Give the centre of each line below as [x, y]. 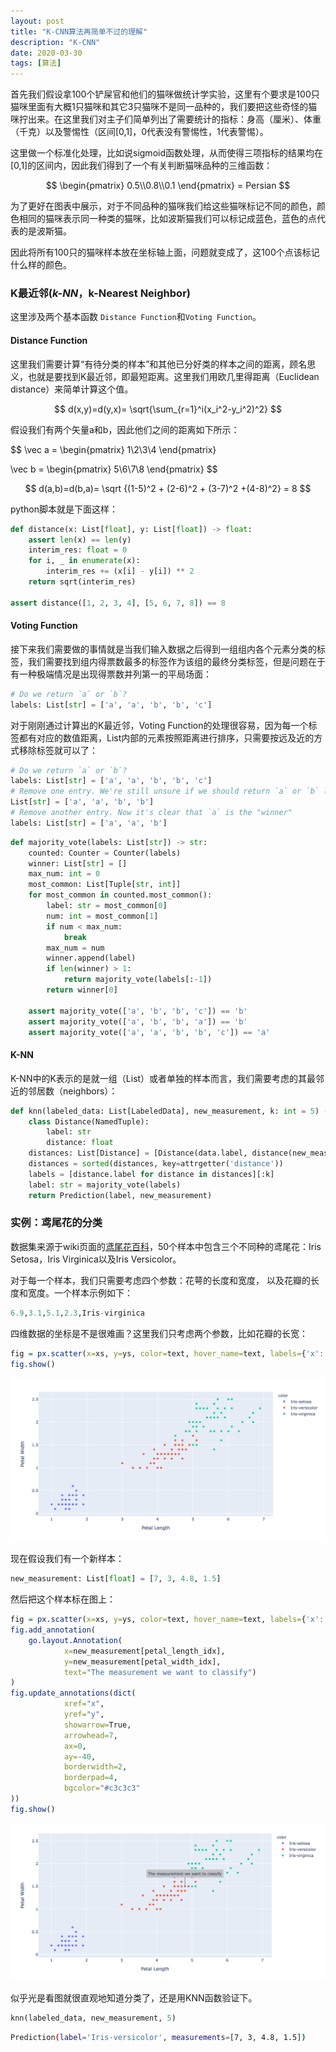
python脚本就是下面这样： [64, 509]
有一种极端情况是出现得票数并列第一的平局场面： [111, 674]
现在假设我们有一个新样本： [67, 1559]
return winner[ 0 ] [82, 990]
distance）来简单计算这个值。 [72, 389]
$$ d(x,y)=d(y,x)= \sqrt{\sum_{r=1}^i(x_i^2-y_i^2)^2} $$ [168, 409]
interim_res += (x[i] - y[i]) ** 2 [120, 571]
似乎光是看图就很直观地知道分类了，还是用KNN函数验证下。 [134, 1997]
